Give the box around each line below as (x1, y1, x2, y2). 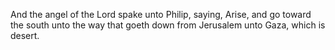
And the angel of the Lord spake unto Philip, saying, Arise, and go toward (10, 9, 312, 20)
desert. (10, 30, 40, 41)
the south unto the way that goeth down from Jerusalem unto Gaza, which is (10, 19, 326, 31)
